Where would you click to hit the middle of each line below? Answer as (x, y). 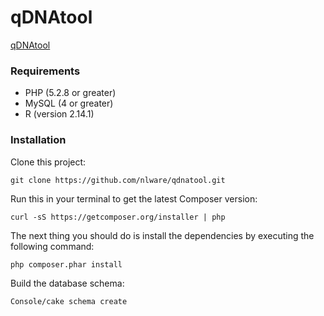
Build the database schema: (67, 283)
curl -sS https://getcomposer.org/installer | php (118, 217)
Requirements (45, 71)
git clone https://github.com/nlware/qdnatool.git (118, 180)
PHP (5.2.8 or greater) (70, 93)
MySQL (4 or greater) (69, 103)
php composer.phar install (66, 264)
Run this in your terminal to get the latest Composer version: (134, 198)
